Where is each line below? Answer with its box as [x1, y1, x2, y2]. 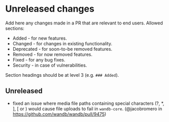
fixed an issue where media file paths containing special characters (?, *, [12, 100, 164, 106]
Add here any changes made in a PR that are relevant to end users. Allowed [5, 20, 163, 26]
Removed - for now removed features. [12, 51, 93, 57]
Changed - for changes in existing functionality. [12, 40, 113, 46]
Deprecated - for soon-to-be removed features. [12, 46, 113, 52]
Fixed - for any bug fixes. [12, 56, 65, 63]
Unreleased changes [5, 3, 95, 15]
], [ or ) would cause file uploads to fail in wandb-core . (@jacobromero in [12, 105, 162, 112]
